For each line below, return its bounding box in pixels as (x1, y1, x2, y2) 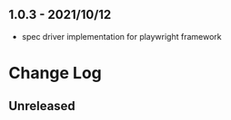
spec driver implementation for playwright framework (21, 31, 222, 42)
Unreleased (8, 98, 76, 114)
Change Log (8, 63, 102, 83)
